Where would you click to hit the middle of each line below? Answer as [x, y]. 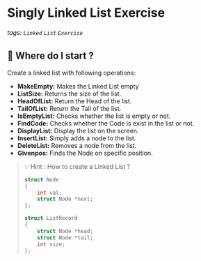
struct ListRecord [51, 218]
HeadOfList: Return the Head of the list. [74, 101]
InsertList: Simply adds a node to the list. [77, 138]
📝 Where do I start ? [50, 56]
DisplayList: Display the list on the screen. [78, 130]
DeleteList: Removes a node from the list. [77, 145]
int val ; [50, 193]
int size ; [51, 244]
